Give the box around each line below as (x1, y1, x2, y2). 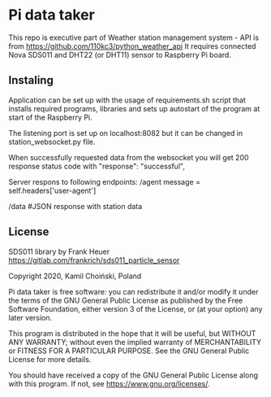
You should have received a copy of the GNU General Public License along (8, 370, 258, 380)
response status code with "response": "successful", (8, 161, 185, 171)
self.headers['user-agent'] (8, 185, 97, 195)
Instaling (8, 73, 54, 87)
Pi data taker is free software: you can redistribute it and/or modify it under (8, 286, 259, 296)
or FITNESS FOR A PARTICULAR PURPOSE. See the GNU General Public (8, 346, 250, 356)
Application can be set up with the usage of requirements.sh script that (8, 95, 246, 105)
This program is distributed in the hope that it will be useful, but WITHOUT (8, 328, 256, 338)
